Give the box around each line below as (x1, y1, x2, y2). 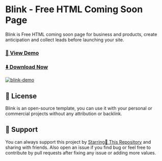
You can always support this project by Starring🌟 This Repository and (5, 139, 151, 145)
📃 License (5, 92, 37, 100)
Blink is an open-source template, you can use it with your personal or (5, 105, 153, 111)
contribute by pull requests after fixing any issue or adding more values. (5, 149, 156, 156)
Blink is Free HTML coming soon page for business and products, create (5, 31, 157, 37)
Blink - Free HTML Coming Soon (5, 4, 143, 15)
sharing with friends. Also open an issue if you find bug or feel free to (5, 144, 151, 150)
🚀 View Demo (5, 49, 39, 57)
